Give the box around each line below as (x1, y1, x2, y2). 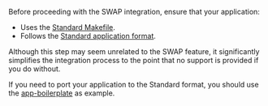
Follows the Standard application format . (19, 32, 157, 40)
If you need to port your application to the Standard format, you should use (8, 80, 259, 89)
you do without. (8, 64, 61, 74)
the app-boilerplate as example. (8, 88, 115, 98)
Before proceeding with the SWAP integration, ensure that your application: (8, 7, 260, 16)
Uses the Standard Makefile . (19, 23, 116, 32)
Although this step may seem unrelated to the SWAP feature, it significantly (8, 47, 260, 56)
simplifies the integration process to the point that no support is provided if (8, 56, 259, 65)
